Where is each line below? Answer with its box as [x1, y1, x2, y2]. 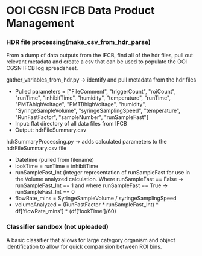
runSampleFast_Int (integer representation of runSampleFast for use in [14, 169, 191, 176]
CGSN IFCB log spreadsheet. [6, 65, 78, 72]
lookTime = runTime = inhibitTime [14, 162, 98, 170]
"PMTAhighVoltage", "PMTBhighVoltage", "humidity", [14, 101, 147, 108]
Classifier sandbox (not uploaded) [6, 223, 109, 231]
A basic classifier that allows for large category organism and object [6, 236, 176, 243]
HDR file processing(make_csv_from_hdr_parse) [6, 38, 151, 46]
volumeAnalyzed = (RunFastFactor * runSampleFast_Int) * [14, 201, 159, 208]
